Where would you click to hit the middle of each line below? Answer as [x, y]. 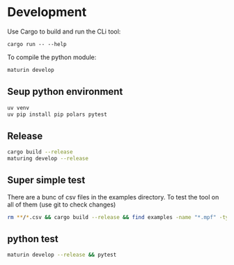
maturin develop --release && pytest [62, 255]
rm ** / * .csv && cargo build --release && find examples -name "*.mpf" [112, 217]
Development [47, 12]
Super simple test [46, 180]
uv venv [18, 108]
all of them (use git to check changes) [62, 204]
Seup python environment [65, 92]
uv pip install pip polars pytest [57, 114]
